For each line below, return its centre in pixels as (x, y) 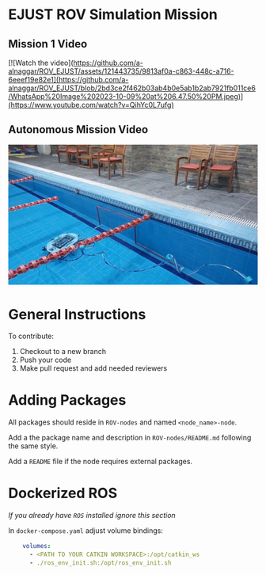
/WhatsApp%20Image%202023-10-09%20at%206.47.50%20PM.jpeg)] (126, 96)
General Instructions (77, 314)
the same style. (33, 446)
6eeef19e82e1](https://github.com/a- (68, 80)
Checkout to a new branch (63, 352)
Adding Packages (67, 400)
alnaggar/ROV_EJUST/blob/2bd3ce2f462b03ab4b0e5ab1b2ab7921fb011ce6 (132, 88)
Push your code (46, 360)
